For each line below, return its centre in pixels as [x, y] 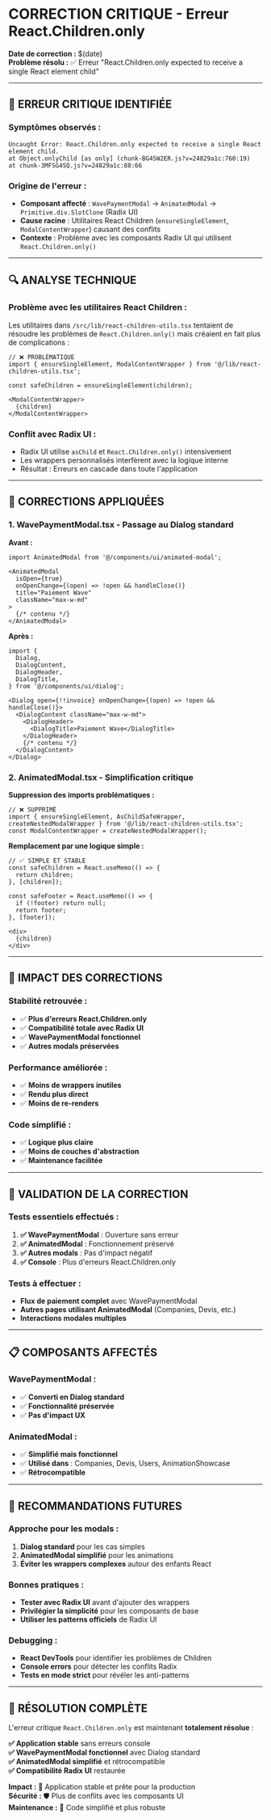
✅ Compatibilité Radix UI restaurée [67, 1771]
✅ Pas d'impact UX [53, 1415]
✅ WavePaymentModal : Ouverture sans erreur [99, 1234]
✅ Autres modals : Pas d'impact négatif [86, 1253]
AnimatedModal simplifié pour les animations [97, 1555]
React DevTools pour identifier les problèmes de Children [116, 1658]
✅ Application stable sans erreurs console [79, 1743]
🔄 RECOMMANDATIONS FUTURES [96, 1506]
